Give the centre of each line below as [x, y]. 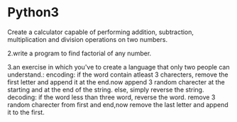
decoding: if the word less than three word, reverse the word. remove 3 [111, 97]
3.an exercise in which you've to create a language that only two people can [118, 67]
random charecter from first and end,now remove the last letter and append [118, 104]
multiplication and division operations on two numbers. [88, 39]
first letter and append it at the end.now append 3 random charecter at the [116, 82]
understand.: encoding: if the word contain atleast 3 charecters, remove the [118, 74]
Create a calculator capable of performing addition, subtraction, [100, 32]
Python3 [33, 12]
